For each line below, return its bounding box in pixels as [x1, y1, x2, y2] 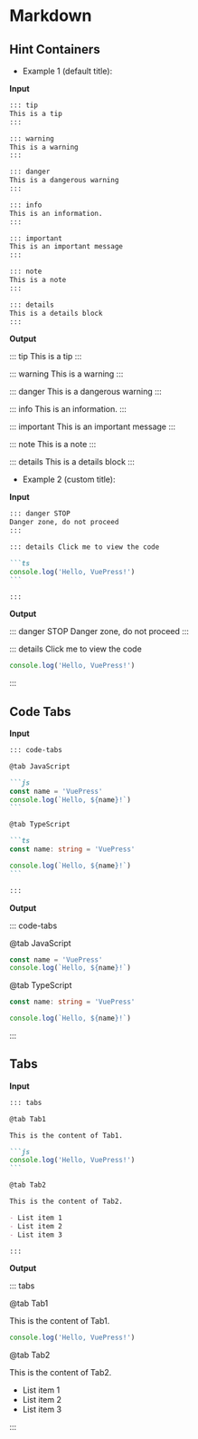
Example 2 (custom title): [22, 474, 116, 485]
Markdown [9, 5, 92, 26]
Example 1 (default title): [22, 65, 113, 76]
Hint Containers [9, 42, 101, 57]
